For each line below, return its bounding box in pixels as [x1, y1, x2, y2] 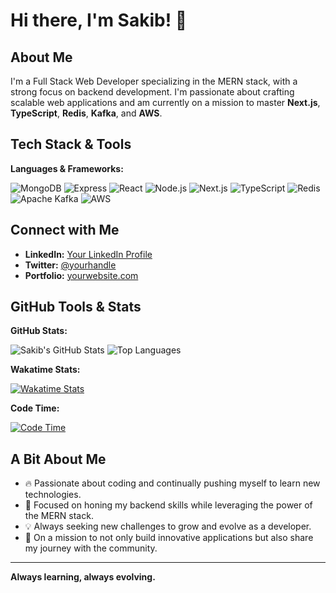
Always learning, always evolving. [10, 571, 156, 583]
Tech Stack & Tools [10, 136, 132, 153]
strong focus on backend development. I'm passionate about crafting [10, 86, 295, 98]
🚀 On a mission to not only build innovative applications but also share [24, 532, 314, 544]
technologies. [24, 489, 82, 501]
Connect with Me [10, 222, 120, 239]
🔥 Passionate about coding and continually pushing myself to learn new [24, 477, 321, 489]
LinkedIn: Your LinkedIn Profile [24, 248, 153, 260]
